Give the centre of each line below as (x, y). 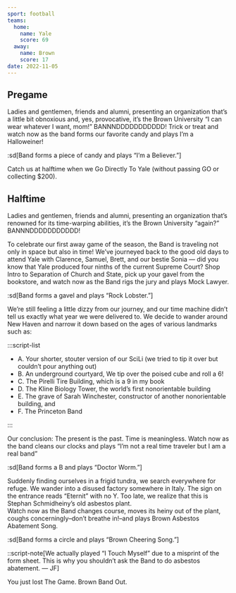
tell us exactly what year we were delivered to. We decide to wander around (117, 317)
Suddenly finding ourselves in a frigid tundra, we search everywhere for (112, 481)
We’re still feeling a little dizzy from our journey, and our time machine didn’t (118, 309)
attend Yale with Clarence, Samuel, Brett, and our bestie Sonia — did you (113, 259)
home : (22, 27)
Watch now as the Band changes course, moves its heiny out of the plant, (114, 511)
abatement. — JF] (33, 568)
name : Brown (37, 54)
